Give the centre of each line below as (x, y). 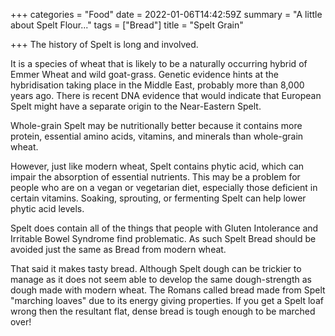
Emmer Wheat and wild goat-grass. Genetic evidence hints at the (144, 74)
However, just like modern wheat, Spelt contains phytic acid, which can (157, 166)
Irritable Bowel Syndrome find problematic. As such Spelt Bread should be (163, 238)
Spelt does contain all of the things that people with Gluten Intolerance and (164, 228)
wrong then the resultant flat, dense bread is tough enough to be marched (163, 311)
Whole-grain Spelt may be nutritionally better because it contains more (156, 125)
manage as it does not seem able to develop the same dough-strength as (161, 279)
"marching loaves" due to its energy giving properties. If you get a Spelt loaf (167, 300)
